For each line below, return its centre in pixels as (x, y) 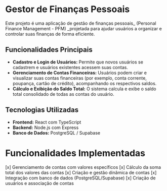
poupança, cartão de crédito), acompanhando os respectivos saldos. (85, 83)
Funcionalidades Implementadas (75, 153)
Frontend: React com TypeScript (47, 122)
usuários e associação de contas (40, 183)
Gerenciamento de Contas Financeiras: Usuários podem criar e (79, 73)
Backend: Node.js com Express (46, 128)
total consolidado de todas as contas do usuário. (63, 94)
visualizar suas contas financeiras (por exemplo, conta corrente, (79, 78)
